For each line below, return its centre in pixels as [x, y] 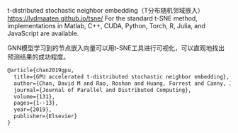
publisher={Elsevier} [46, 116]
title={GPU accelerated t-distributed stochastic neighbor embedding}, [122, 76]
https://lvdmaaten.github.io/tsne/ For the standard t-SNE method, [103, 18]
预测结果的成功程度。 [38, 57]
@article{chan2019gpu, [41, 70]
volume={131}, [34, 97]
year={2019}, [33, 110]
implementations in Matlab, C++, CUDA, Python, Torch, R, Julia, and [106, 26]
